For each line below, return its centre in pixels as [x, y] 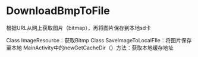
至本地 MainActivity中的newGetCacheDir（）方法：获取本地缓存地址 [90, 48]
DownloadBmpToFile [58, 11]
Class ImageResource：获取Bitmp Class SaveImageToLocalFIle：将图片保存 [99, 40]
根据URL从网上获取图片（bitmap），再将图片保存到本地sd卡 [79, 28]
